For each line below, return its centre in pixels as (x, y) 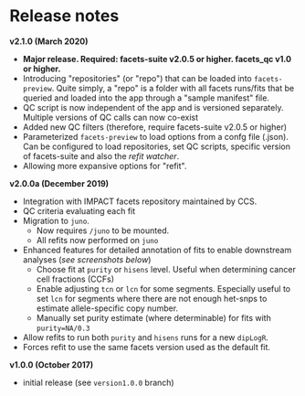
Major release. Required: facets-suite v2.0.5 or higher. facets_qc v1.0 (157, 59)
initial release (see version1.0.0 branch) (99, 382)
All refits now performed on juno (97, 240)
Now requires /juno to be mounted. (103, 230)
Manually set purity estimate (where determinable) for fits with (153, 317)
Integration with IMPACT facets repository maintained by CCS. (140, 201)
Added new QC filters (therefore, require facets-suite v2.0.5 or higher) (155, 127)
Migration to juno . (56, 220)
